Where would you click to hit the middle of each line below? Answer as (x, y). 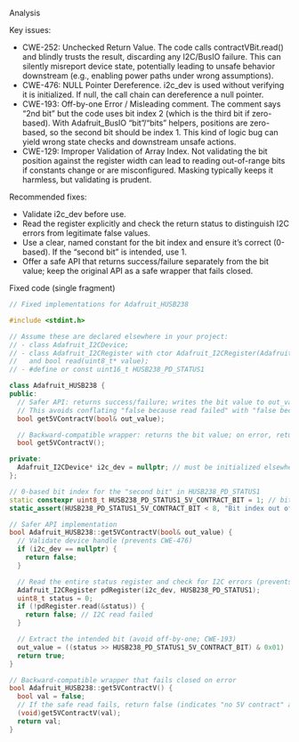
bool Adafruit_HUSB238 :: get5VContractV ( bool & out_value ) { (121, 533)
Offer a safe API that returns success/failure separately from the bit (145, 261)
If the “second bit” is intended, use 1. (119, 252)
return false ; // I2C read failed (89, 615)
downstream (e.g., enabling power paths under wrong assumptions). (148, 76)
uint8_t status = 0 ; (55, 598)
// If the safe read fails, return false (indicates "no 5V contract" (151, 705)
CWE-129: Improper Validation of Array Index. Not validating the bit (145, 151)
